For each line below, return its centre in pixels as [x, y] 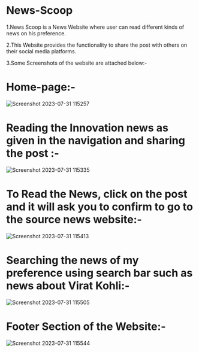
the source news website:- [74, 220]
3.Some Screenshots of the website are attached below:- [77, 63]
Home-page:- [41, 87]
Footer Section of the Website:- [86, 326]
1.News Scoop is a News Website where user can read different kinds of [95, 27]
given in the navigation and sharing [96, 141]
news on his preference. [36, 33]
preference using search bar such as [99, 273]
